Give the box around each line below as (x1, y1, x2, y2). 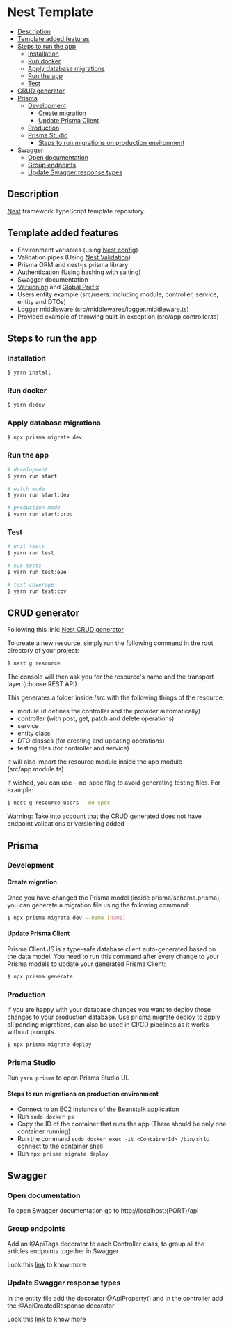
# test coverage (7, 581, 54, 588)
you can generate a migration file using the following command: (7, 900, 190, 909)
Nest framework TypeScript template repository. (7, 206, 146, 215)
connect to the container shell (17, 1142, 103, 1151)
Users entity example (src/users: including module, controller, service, (17, 290, 219, 299)
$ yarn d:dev (7, 402, 45, 409)
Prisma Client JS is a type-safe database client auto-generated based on (7, 944, 216, 953)
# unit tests (7, 543, 45, 550)
